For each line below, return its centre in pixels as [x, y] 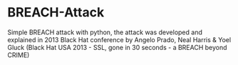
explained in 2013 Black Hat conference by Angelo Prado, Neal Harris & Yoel [119, 39]
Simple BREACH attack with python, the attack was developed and [105, 32]
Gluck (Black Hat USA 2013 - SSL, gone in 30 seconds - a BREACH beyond [117, 47]
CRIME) [19, 55]
